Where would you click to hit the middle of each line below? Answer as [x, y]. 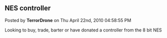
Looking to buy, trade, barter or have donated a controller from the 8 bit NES [83, 30]
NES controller [28, 8]
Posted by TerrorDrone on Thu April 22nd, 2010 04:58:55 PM [68, 20]
